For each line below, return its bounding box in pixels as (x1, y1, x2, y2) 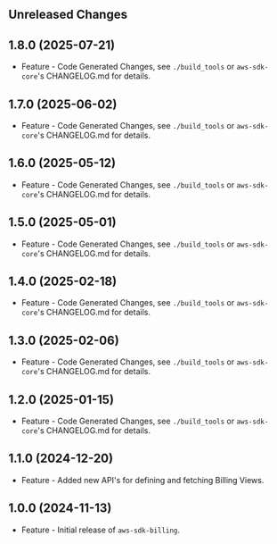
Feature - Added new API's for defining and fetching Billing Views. (20, 474, 265, 485)
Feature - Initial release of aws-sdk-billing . (20, 524, 180, 535)
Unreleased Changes (8, 7, 128, 22)
